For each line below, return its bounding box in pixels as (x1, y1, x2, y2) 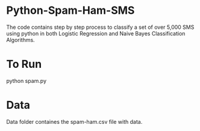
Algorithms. (6, 36, 35, 43)
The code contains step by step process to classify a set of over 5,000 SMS (6, 23, 195, 31)
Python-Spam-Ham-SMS (6, 4, 135, 17)
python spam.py (6, 77, 47, 84)
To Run (6, 58, 42, 71)
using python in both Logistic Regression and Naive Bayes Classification (6, 29, 186, 37)
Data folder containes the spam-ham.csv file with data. (6, 118, 143, 125)
